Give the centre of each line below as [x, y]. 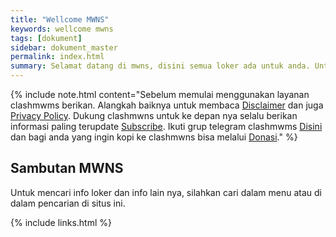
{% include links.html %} [61, 222]
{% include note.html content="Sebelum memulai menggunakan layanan [160, 94]
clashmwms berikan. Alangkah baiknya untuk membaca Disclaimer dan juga [167, 105]
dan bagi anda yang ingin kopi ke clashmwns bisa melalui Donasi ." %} [154, 137]
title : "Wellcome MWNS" [60, 19]
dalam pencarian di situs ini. [68, 203]
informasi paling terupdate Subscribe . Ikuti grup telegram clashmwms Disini [166, 126]
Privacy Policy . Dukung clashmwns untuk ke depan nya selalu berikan [154, 115]
